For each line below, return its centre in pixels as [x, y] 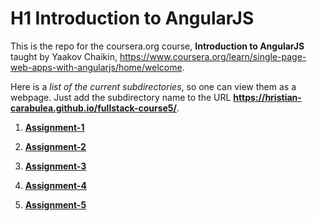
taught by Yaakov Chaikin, [64, 56]
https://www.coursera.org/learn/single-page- [213, 56]
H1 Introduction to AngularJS [132, 18]
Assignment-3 [55, 166]
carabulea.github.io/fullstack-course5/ [94, 108]
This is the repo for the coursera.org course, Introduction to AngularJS [157, 46]
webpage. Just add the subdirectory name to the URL [121, 97]
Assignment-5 [55, 204]
